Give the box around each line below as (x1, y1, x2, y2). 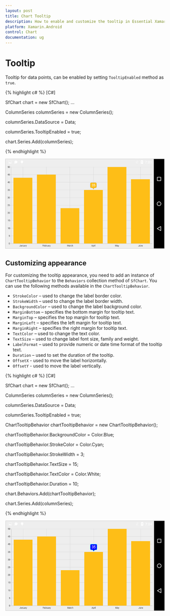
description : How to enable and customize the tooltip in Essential (5, 19, 153, 24)
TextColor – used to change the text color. (12, 330, 100, 337)
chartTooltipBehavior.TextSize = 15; (5, 461, 79, 467)
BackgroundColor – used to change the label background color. (12, 303, 143, 310)
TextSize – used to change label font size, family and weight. (12, 336, 139, 342)
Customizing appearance (5, 259, 87, 267)
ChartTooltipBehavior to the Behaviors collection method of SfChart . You (5, 278, 158, 284)
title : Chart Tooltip (5, 13, 51, 19)
